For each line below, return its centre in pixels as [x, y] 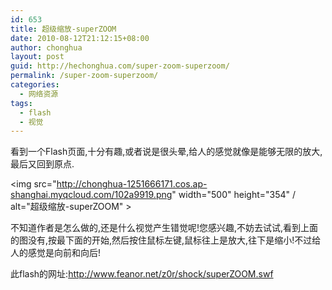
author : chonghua [46, 47]
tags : [21, 103]
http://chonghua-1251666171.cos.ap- [132, 184]
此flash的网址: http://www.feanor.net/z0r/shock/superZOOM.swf [142, 274]
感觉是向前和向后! [64, 253]
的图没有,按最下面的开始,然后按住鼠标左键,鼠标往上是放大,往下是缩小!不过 [161, 240]
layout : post [37, 57]
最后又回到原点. [42, 164]
